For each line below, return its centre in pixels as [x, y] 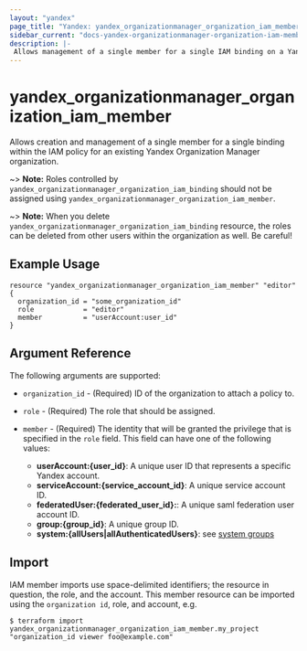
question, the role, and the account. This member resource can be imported [152, 594]
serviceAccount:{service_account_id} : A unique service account [161, 485]
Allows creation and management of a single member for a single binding [147, 142]
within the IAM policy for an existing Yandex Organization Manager [135, 152]
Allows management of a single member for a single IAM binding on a [148, 52]
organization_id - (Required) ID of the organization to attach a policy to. [159, 393]
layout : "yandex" [42, 18]
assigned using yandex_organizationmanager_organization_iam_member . [143, 198]
